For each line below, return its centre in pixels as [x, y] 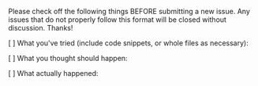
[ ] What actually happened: [53, 73]
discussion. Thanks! [41, 28]
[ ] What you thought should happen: [68, 58]
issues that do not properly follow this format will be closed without [118, 20]
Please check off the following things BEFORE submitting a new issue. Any [129, 11]
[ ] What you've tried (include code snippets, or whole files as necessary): [128, 43]
